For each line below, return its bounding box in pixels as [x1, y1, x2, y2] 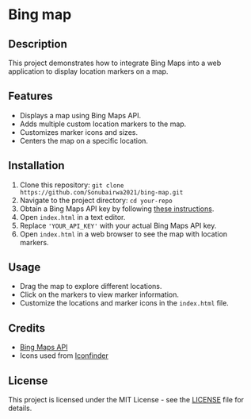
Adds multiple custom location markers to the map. [19, 119, 187, 129]
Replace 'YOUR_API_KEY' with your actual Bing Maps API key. [19, 221, 217, 230]
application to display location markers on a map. [8, 67, 169, 76]
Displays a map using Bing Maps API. [19, 110, 141, 120]
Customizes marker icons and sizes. [19, 127, 139, 136]
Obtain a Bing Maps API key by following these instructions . [19, 204, 215, 213]
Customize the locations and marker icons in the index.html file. [19, 298, 230, 308]
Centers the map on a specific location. [19, 136, 149, 145]
